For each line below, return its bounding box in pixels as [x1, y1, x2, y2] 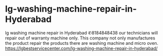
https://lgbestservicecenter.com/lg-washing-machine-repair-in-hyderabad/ [5, 45, 158, 51]
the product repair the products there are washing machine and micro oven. [5, 40, 159, 46]
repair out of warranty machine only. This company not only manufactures [5, 35, 156, 41]
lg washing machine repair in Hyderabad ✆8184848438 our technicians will [5, 30, 158, 36]
